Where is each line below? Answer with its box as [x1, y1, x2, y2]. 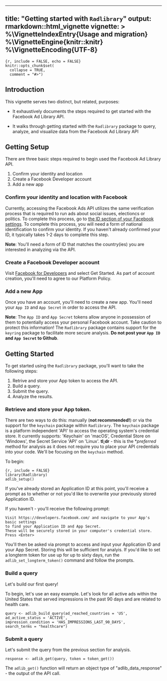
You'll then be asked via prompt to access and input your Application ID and [5, 541, 161, 547]
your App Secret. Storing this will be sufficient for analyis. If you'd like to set [5, 547, 161, 553]
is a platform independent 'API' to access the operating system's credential [5, 428, 159, 434]
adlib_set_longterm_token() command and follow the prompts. [5, 557, 135, 563]
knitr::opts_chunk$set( [5, 63, 55, 68]
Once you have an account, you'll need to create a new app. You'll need [5, 299, 153, 305]
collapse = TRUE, [9, 68, 46, 73]
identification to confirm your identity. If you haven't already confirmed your [5, 226, 161, 232]
